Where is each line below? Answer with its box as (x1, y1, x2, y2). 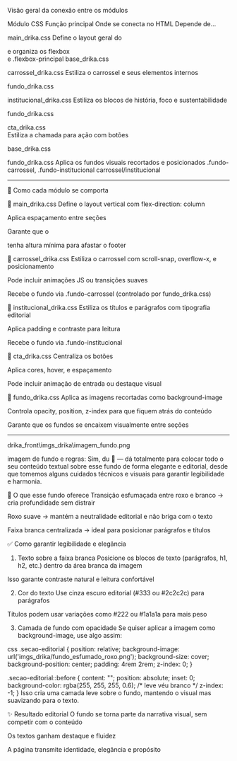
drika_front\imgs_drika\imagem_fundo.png (7, 441, 130, 449)
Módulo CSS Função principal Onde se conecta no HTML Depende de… (7, 20, 217, 28)
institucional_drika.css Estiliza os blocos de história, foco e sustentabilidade (7, 96, 228, 104)
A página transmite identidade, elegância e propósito (7, 745, 161, 753)
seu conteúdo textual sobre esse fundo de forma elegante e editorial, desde (7, 462, 228, 470)
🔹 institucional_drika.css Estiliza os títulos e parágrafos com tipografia (7, 304, 210, 311)
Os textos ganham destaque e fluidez (7, 732, 116, 740)
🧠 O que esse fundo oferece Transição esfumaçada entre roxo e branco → (7, 491, 224, 499)
